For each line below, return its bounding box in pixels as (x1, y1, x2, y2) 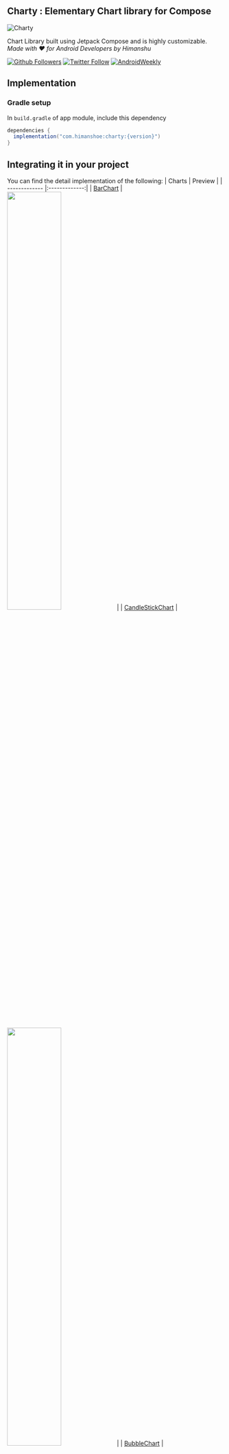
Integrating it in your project (7, 158, 129, 170)
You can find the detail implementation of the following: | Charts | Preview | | (7, 176, 223, 184)
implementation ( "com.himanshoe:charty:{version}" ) (13, 133, 161, 140)
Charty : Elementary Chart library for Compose (7, 5, 211, 17)
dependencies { (7, 127, 51, 134)
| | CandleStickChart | (116, 603, 178, 611)
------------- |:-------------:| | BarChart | (7, 184, 123, 192)
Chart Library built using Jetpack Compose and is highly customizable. (7, 37, 208, 45)
